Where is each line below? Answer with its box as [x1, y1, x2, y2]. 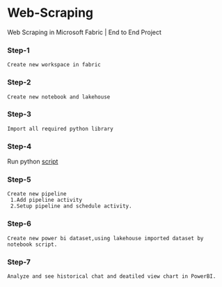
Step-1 [7, 45, 30, 55]
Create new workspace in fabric [7, 61, 101, 68]
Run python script [7, 157, 58, 165]
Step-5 [7, 175, 31, 184]
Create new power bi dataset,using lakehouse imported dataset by [7, 235, 204, 242]
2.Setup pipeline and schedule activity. [10, 203, 132, 210]
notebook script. [7, 241, 58, 248]
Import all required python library [7, 125, 113, 132]
